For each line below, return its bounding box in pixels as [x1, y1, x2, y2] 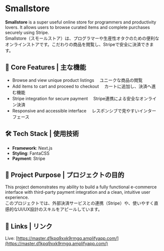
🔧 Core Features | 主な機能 [5, 63, 87, 71]
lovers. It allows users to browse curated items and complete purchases [5, 24, 150, 30]
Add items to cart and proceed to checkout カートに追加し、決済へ [12, 83, 152, 89]
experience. [5, 194, 29, 201]
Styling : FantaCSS [12, 150, 50, 156]
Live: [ [5, 235, 18, 241]
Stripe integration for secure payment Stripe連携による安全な [12, 95, 140, 101]
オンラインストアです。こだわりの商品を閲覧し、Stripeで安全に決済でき [5, 41, 150, 47]
